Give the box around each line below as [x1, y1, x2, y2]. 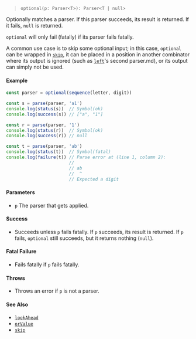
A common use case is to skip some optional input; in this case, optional [6, 45, 182, 52]
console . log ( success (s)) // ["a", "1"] [6, 111, 104, 117]
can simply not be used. [6, 63, 64, 70]
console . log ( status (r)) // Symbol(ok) [6, 127, 104, 133]
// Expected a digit [68, 176, 119, 182]
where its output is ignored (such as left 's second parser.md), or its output [6, 57, 188, 64]
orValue [14, 321, 33, 327]
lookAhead [14, 315, 39, 321]
